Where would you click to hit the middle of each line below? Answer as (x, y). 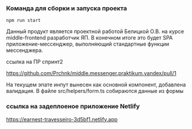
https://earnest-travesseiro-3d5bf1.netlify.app (62, 119)
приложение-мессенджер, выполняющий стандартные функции (88, 44)
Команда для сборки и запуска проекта (66, 8)
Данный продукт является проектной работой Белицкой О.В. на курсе (95, 31)
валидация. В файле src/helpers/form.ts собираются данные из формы (95, 91)
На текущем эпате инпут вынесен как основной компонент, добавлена (96, 85)
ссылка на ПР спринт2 (35, 62)
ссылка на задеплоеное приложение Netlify (73, 107)
